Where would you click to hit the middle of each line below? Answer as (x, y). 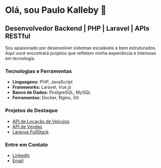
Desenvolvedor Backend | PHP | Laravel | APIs (77, 28)
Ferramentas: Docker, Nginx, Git (45, 98)
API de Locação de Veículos (41, 121)
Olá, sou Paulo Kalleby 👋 (56, 10)
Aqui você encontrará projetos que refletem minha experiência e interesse (81, 53)
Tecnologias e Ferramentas (39, 71)
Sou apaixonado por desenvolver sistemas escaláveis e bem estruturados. (81, 48)
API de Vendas (27, 126)
